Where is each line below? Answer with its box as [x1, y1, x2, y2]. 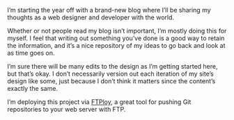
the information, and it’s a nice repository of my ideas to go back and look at [7, 42, 226, 49]
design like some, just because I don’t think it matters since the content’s [7, 77, 216, 85]
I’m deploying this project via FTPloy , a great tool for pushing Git [7, 98, 192, 106]
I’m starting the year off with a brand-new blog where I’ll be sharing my [7, 6, 211, 14]
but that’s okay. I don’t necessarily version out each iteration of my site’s [7, 69, 214, 78]
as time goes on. [7, 49, 55, 57]
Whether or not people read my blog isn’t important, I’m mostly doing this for [7, 27, 227, 35]
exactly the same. [7, 85, 58, 92]
